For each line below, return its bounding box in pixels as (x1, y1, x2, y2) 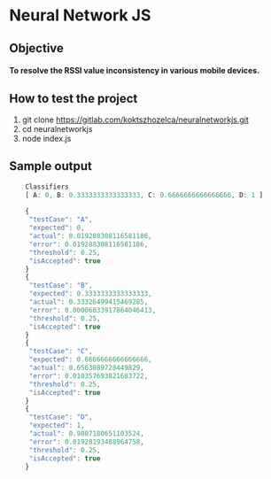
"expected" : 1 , (28, 421, 86, 430)
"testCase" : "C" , (28, 347, 93, 356)
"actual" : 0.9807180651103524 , (28, 429, 144, 438)
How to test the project (9, 90, 138, 106)
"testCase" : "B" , (28, 281, 93, 290)
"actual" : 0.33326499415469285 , (28, 297, 149, 306)
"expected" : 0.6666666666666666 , (28, 355, 152, 364)
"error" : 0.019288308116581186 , (28, 240, 149, 249)
